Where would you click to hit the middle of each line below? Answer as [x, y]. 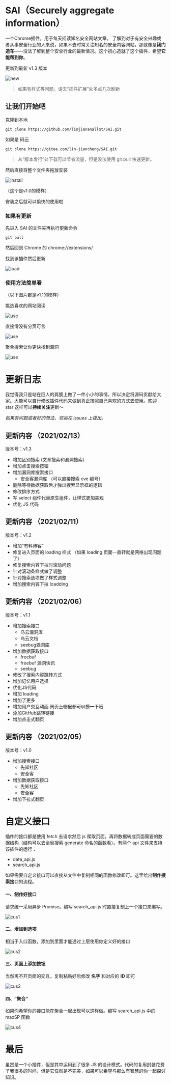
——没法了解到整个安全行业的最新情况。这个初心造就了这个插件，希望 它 [90, 51]
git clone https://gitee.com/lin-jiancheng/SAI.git [61, 149]
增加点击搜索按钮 [31, 466]
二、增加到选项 [21, 929]
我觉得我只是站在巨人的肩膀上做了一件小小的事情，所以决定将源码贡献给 [81, 395]
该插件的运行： [21, 849]
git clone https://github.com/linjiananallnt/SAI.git [64, 129]
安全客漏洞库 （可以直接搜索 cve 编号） [62, 479]
